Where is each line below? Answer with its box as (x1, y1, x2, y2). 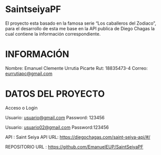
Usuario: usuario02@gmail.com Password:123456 (5, 124, 109, 130)
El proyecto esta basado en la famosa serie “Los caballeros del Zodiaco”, (5, 20, 156, 26)
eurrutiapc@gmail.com (5, 70, 53, 76)
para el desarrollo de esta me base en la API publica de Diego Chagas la (5, 25, 155, 31)
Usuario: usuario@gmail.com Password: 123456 (5, 114, 105, 120)
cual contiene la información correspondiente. (5, 31, 101, 37)
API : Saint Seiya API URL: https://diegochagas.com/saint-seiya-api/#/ (5, 134, 150, 140)
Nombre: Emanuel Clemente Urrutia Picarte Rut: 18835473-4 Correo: (5, 65, 148, 71)
